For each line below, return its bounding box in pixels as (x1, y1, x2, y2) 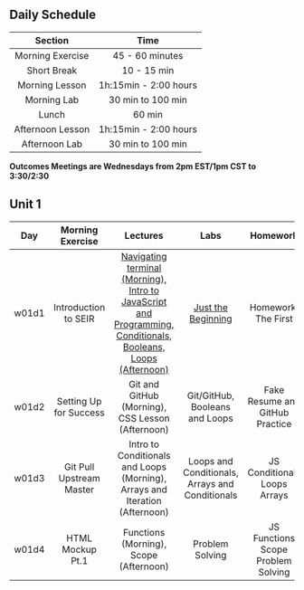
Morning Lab (24, 93, 80, 106)
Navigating (120, 250, 167, 262)
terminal (126, 262, 162, 274)
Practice (256, 417, 292, 430)
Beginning (189, 312, 233, 325)
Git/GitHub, (186, 389, 235, 402)
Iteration (126, 494, 162, 507)
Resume (247, 395, 282, 407)
